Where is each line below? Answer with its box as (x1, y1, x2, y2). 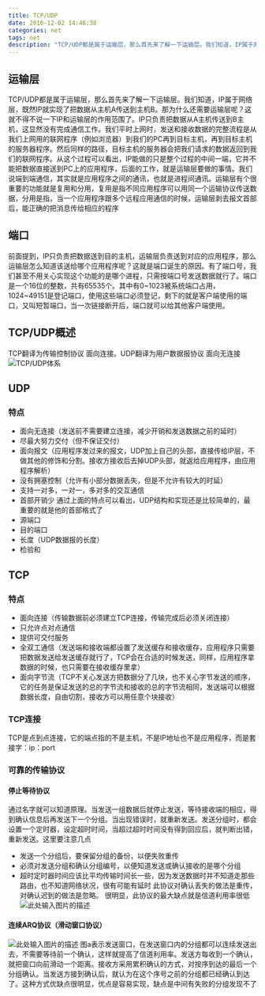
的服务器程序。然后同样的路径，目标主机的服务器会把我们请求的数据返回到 (8, 144, 250, 153)
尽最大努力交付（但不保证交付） (19, 436, 124, 446)
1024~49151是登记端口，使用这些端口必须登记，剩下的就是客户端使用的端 (8, 290, 248, 300)
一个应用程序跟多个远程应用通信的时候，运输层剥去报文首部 (62, 193, 257, 202)
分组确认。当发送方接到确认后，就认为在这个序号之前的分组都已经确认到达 (8, 969, 250, 979)
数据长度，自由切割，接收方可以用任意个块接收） (19, 692, 179, 701)
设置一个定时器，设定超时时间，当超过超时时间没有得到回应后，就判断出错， (8, 824, 257, 834)
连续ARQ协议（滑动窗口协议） (8, 920, 106, 930)
